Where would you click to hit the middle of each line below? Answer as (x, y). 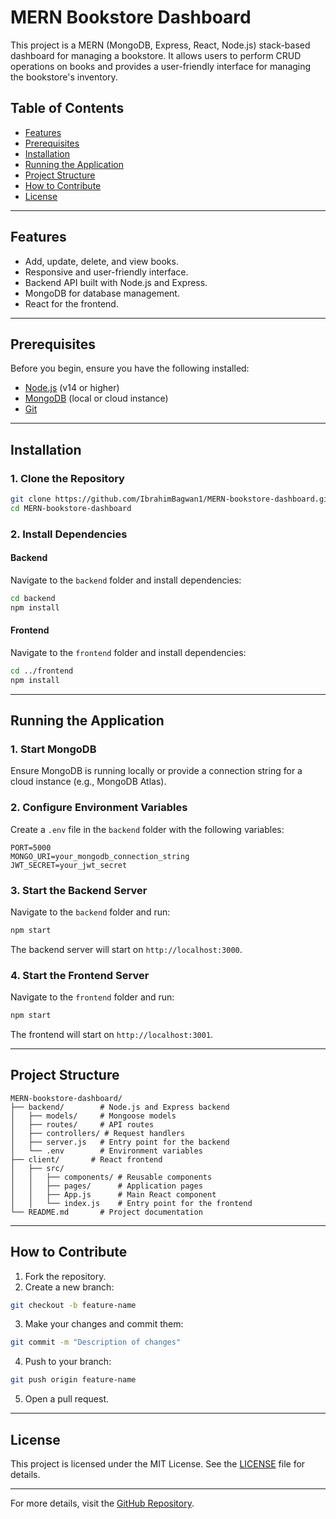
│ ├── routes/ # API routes (82, 1124)
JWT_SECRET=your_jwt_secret (69, 865)
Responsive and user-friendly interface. (106, 272)
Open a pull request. (67, 1399)
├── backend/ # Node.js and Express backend (120, 1107)
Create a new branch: (69, 1287)
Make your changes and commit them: (104, 1324)
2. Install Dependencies (69, 534)
